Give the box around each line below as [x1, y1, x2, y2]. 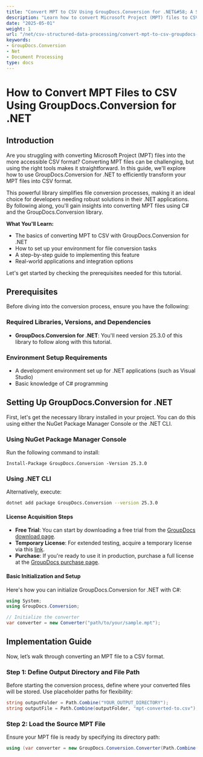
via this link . [14, 546, 45, 553]
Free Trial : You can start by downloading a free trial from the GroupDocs [14, 526, 196, 534]
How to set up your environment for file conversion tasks [14, 245, 157, 252]
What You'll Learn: [6, 220, 54, 227]
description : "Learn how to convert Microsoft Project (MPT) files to [6, 15, 188, 21]
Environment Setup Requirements [6, 353, 108, 362]
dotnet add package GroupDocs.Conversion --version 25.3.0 [6, 500, 158, 506]
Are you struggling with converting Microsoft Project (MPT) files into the [6, 151, 185, 159]
